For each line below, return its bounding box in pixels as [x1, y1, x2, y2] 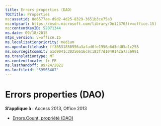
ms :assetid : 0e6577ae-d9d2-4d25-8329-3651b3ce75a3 [5, 16, 112, 21]
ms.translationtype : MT [5, 53, 55, 59]
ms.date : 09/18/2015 [5, 30, 48, 35]
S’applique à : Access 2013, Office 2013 [5, 105, 87, 111]
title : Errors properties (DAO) [5, 7, 72, 12]
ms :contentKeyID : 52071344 [5, 26, 61, 31]
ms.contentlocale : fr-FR [5, 58, 57, 63]
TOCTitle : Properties [5, 12, 50, 17]
